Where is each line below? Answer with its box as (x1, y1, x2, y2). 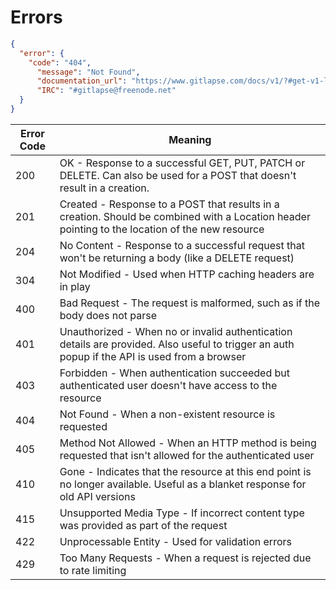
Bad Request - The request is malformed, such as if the (59, 296, 321, 310)
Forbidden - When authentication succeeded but (59, 366, 290, 380)
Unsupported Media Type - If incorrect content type (59, 506, 305, 520)
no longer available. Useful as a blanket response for (59, 477, 307, 491)
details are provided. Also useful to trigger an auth (59, 337, 295, 351)
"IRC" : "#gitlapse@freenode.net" (36, 86, 177, 96)
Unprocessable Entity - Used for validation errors (59, 534, 292, 548)
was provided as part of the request (59, 518, 228, 532)
